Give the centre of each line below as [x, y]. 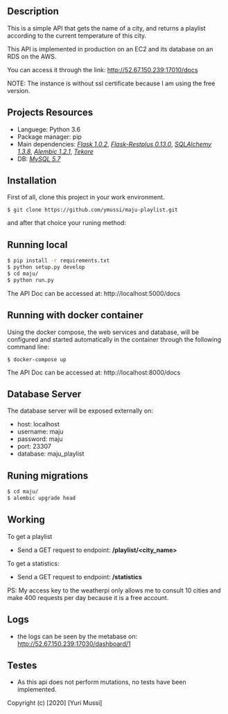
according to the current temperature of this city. [77, 35]
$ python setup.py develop [46, 267]
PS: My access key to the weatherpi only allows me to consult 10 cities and [114, 590]
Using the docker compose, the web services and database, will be [103, 332]
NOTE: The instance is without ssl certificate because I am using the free [111, 83]
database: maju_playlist [51, 454]
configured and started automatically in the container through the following [114, 339]
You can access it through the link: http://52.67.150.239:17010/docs [103, 69]
